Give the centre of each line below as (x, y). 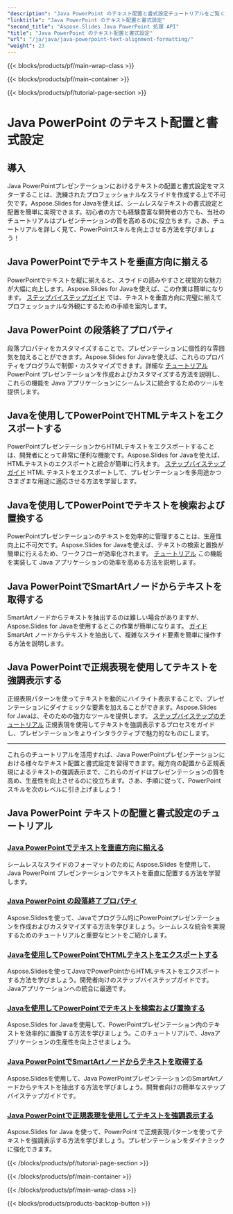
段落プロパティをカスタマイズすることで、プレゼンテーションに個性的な (110, 348)
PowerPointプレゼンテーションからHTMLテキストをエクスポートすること (111, 447)
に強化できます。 (31, 1149)
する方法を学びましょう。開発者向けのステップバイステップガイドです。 (110, 980)
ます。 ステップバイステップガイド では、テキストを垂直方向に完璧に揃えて (114, 297)
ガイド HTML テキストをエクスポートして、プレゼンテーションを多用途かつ (114, 472)
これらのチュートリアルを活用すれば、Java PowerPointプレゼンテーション (113, 754)
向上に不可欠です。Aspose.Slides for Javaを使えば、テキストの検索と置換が (115, 545)
